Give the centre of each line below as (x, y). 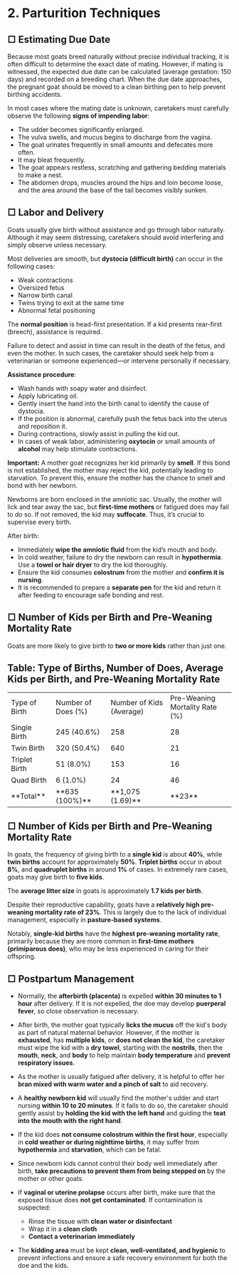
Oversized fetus (41, 287)
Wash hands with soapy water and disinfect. (83, 388)
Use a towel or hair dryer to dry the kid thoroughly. (92, 564)
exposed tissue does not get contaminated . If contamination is (110, 1200)
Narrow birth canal (45, 295)
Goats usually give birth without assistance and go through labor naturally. (116, 229)
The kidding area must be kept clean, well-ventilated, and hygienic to (122, 1250)
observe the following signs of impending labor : (79, 116)
